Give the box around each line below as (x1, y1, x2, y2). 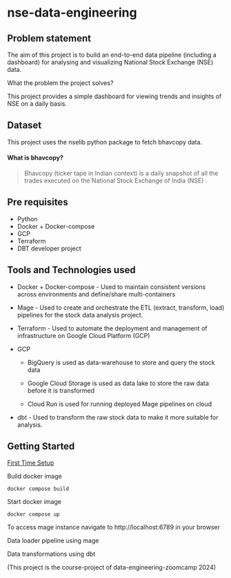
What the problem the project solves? (7, 79, 114, 87)
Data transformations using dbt (7, 550, 96, 558)
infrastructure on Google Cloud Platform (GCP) (17, 331, 150, 339)
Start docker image (7, 498, 62, 506)
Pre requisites (7, 196, 68, 208)
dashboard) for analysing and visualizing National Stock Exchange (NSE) (7, 58, 214, 66)
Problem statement (7, 32, 92, 44)
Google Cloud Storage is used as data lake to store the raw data (27, 379, 209, 387)
